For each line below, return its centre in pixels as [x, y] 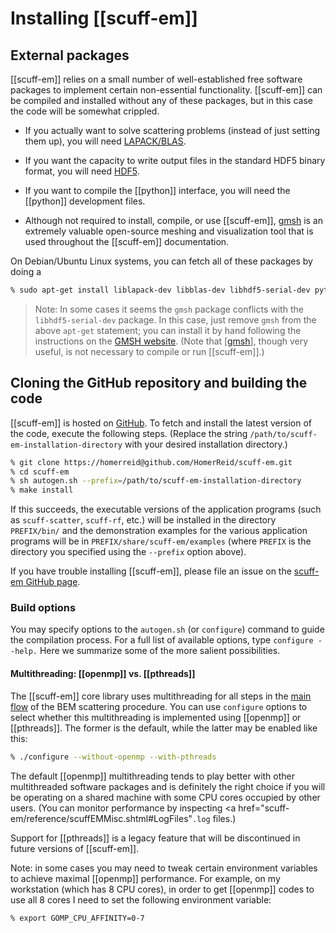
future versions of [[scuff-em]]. [75, 848]
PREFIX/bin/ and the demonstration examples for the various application [159, 531]
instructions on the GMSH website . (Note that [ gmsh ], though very [171, 341]
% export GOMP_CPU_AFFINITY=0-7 [77, 918]
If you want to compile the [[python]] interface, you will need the [157, 190]
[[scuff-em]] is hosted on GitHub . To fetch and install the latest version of [161, 423]
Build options [43, 608]
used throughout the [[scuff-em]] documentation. [127, 241]
